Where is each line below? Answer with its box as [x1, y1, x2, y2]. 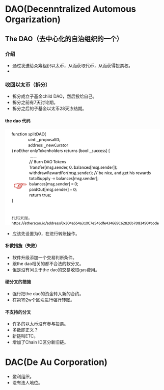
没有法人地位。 [12, 380, 43, 386]
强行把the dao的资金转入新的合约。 [12, 290, 84, 296]
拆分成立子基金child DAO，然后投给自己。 [12, 93, 97, 99]
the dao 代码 [5, 118, 31, 124]
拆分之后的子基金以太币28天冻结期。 [12, 105, 87, 111]
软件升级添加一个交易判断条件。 [12, 254, 77, 260]
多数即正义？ [12, 327, 38, 333]
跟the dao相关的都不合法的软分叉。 [12, 260, 84, 266]
